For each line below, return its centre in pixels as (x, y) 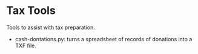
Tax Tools (31, 11)
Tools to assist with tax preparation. (51, 27)
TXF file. (25, 46)
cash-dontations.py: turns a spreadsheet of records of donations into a (104, 39)
